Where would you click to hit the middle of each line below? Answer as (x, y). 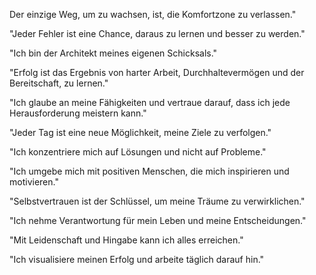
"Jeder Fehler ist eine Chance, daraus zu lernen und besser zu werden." (157, 33)
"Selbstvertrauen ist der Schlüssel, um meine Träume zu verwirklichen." (157, 201)
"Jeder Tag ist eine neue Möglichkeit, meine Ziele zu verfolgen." (140, 132)
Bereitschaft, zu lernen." (59, 83)
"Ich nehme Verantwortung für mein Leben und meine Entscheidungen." (158, 220)
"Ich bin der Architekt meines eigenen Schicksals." (113, 53)
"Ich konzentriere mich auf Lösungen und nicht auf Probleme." (138, 152)
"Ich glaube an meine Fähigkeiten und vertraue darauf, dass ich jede (150, 102)
